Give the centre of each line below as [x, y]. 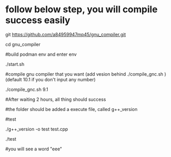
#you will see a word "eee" [34, 149]
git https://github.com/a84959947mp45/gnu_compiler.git [66, 34]
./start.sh [15, 64]
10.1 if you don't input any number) [59, 79]
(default [14, 79]
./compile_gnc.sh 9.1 [27, 89]
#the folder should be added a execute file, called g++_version [71, 109]
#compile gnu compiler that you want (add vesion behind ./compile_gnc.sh [84, 74]
